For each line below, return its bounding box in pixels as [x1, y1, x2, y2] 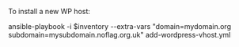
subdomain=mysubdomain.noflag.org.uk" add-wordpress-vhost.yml [8, 31, 231, 39]
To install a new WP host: [8, 7, 91, 16]
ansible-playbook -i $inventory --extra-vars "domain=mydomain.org [8, 22, 232, 31]
